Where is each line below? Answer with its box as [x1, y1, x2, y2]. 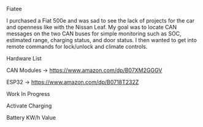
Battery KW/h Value [6, 114, 56, 121]
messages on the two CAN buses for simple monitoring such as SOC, [6, 30, 182, 37]
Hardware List [6, 55, 42, 62]
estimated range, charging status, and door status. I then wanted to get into [6, 37, 197, 43]
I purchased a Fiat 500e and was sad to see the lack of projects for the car [6, 17, 195, 24]
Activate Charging [6, 102, 52, 109]
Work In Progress [6, 90, 50, 97]
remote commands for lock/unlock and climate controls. [6, 43, 148, 50]
